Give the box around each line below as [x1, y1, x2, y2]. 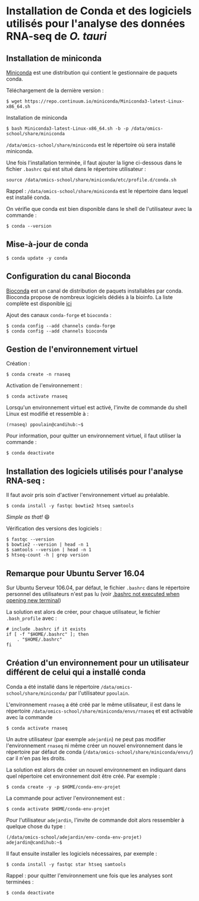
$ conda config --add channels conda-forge [6, 323, 116, 329]
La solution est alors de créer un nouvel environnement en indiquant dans [6, 766, 187, 773]
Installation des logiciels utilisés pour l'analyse [6, 466, 184, 476]
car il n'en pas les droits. [6, 754, 67, 762]
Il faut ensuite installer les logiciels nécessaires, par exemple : [6, 850, 157, 857]
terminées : [6, 878, 34, 886]
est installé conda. [6, 194, 51, 201]
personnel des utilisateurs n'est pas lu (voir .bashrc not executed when [6, 591, 180, 598]
